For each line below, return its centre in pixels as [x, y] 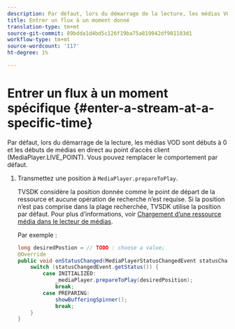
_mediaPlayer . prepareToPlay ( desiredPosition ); [124, 280]
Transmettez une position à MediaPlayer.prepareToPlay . [98, 178]
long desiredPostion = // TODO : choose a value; [91, 248]
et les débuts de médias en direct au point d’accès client [88, 149]
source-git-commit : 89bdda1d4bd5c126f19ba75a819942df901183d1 [100, 33]
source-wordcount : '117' [43, 46]
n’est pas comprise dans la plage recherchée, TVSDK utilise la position [119, 206]
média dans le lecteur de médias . [65, 221]
